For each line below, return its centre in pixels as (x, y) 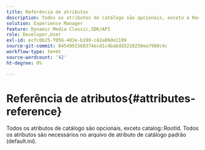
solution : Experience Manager (45, 23)
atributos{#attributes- (138, 98)
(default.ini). (22, 141)
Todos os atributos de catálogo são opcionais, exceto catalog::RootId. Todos (103, 128)
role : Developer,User (34, 35)
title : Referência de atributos (47, 12)
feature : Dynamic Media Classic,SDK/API (59, 29)
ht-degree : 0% (24, 63)
